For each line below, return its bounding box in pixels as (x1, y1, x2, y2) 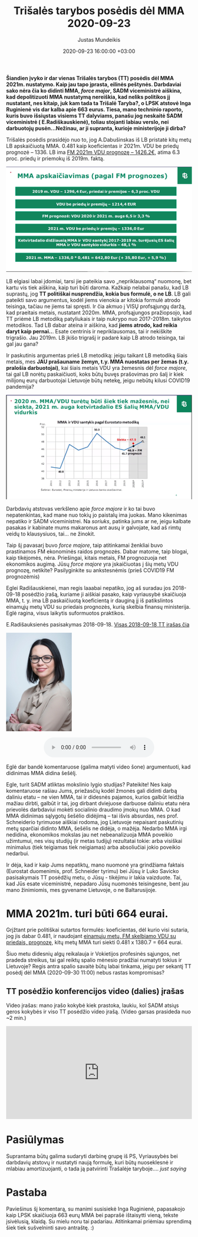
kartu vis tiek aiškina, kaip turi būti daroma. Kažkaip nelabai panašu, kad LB (6, 284, 189, 291)
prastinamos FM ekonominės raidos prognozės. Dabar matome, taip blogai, (6, 547, 189, 555)
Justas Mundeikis (77, 36, 121, 43)
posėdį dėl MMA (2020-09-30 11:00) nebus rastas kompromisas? (6, 969, 165, 976)
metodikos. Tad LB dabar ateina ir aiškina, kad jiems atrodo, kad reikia (6, 321, 178, 329)
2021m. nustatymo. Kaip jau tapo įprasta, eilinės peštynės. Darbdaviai (6, 81, 181, 88)
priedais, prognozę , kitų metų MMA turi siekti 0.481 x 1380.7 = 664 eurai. (6, 939, 183, 946)
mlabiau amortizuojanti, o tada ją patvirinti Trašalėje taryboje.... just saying (6, 1165, 187, 1172)
